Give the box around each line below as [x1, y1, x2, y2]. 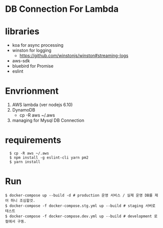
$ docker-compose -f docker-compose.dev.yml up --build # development [5, 214, 152, 219]
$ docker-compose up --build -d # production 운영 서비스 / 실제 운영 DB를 [5, 193, 153, 198]
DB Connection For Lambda [5, 3, 119, 15]
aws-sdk [12, 58, 30, 64]
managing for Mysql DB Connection [12, 117, 85, 123]
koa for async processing [12, 42, 64, 48]
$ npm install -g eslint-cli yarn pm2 [9, 155, 89, 160]
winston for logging [12, 48, 51, 54]
